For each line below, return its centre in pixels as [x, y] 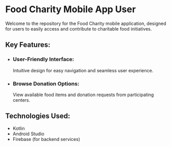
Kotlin [19, 128]
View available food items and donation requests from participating [83, 95]
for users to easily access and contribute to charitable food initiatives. [79, 28]
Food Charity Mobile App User [71, 9]
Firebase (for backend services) [46, 139]
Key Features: [28, 45]
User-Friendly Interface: [43, 60]
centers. [21, 100]
